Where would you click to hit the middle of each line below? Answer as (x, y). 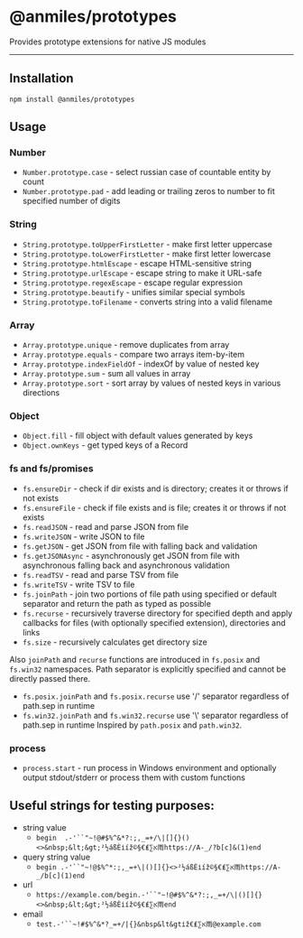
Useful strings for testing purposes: (112, 806)
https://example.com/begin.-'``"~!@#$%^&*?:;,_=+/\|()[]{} (149, 895)
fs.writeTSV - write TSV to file (78, 584)
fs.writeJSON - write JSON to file (83, 536)
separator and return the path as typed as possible (117, 603)
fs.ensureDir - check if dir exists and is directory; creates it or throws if (155, 488)
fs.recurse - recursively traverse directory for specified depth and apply (157, 613)
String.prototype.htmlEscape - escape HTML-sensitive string (137, 263)
